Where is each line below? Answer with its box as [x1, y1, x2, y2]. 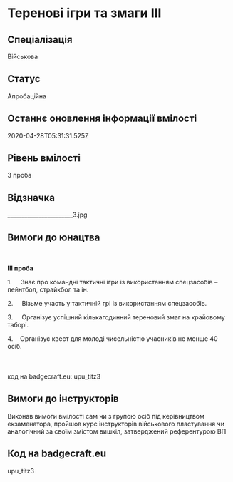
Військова [7, 52, 38, 61]
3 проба [7, 171, 32, 180]
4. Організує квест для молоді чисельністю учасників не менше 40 [7, 334, 219, 343]
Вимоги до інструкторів [7, 393, 119, 405]
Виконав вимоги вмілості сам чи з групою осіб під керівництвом [7, 411, 205, 420]
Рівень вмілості [7, 152, 81, 165]
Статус [7, 73, 41, 85]
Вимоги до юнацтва [7, 231, 100, 243]
